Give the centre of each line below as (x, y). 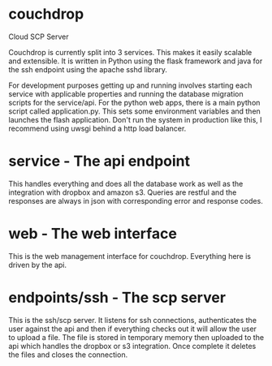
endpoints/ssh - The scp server (117, 298)
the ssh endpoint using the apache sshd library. (88, 69)
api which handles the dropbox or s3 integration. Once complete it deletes (132, 346)
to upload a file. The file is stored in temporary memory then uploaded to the (136, 337)
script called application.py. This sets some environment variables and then (135, 111)
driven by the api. (38, 265)
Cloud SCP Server (39, 37)
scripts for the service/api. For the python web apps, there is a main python (134, 102)
